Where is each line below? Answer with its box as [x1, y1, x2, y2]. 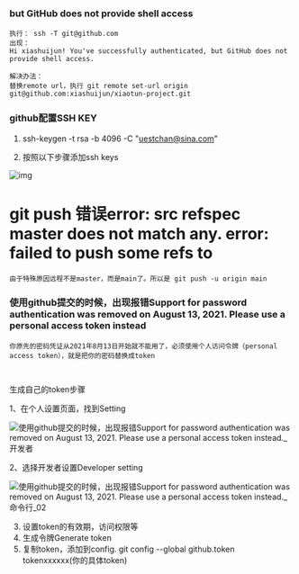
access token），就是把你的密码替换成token [9, 351, 156, 360]
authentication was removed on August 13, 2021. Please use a [9, 309, 285, 321]
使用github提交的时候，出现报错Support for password [9, 296, 248, 309]
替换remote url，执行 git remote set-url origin [9, 82, 189, 91]
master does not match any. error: [9, 223, 269, 244]
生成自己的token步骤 [9, 383, 86, 394]
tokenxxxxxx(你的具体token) [22, 554, 128, 565]
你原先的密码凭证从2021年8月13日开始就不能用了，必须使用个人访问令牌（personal [9, 341, 277, 351]
